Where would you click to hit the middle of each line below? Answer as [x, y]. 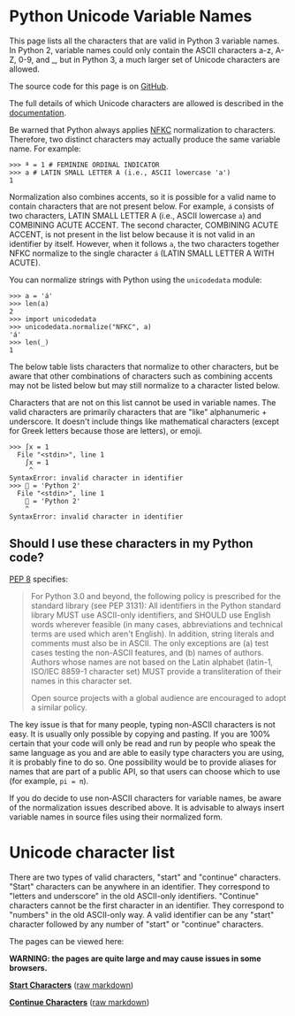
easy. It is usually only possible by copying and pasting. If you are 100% [140, 734]
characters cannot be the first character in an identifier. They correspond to [147, 905]
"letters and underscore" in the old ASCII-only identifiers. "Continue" [134, 896]
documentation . [38, 112]
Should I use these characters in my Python [131, 544]
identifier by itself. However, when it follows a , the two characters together [144, 243]
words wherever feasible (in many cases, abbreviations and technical [157, 624]
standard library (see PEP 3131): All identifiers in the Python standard [155, 605]
